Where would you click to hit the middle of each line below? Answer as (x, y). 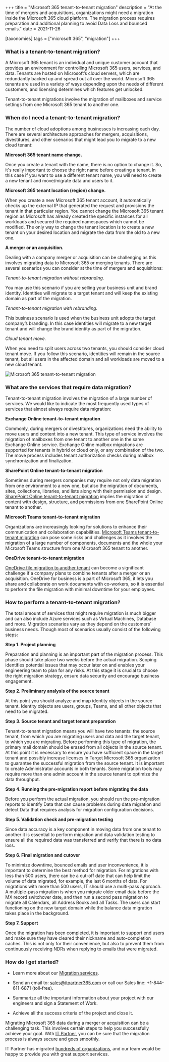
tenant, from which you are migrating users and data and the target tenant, (83, 737)
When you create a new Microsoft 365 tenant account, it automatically (78, 200)
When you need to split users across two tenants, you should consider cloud (85, 348)
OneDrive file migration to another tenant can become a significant (74, 567)
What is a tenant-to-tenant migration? (53, 52)
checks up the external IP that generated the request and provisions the (80, 205)
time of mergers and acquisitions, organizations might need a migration (79, 13)
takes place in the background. (37, 913)
